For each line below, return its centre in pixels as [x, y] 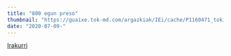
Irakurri [18, 46]
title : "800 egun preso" [43, 13]
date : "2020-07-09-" [37, 26]
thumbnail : [23, 20]
